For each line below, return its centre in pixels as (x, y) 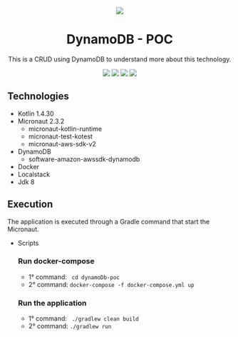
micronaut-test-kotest (60, 136)
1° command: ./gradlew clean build (83, 318)
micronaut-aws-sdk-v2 (62, 144)
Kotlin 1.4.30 (36, 114)
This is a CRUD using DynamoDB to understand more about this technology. (120, 59)
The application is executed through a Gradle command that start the (109, 221)
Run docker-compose (56, 261)
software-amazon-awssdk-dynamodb (84, 159)
